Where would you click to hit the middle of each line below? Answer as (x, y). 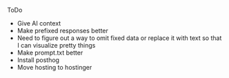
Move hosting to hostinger (54, 67)
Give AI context (39, 23)
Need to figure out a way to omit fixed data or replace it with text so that (119, 38)
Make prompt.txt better (50, 52)
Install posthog (38, 60)
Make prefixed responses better (63, 31)
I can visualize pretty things (56, 45)
